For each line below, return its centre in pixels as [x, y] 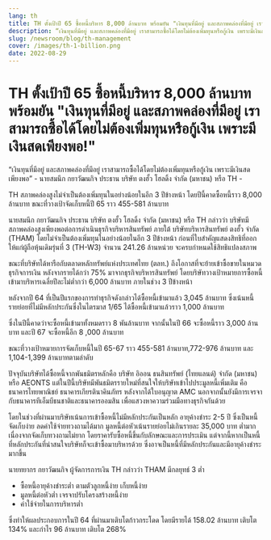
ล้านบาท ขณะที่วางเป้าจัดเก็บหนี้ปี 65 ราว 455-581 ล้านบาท [89, 204]
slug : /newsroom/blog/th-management [70, 38]
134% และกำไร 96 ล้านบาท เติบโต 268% [67, 529]
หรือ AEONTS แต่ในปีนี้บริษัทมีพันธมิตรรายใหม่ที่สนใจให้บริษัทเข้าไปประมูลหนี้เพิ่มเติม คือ [128, 382]
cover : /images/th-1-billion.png [65, 46]
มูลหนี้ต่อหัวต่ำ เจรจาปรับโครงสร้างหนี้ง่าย [74, 495]
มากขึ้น [17, 453]
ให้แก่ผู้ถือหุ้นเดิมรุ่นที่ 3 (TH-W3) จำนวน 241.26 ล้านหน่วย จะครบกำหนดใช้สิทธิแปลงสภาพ [133, 247]
